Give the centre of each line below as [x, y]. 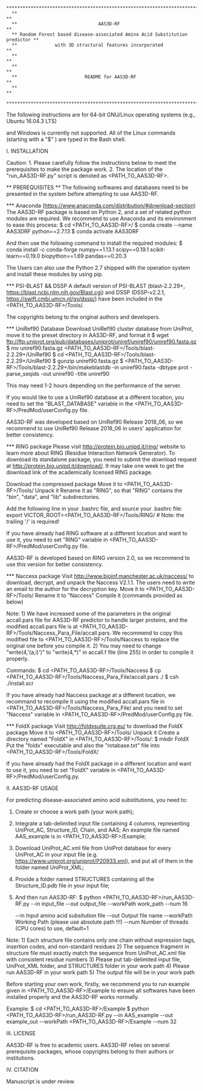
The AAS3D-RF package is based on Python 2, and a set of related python [99, 212]
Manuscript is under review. [41, 1081]
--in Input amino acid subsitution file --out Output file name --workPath [104, 916]
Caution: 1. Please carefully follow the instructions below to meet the [92, 163]
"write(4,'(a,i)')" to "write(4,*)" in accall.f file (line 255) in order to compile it [100, 652]
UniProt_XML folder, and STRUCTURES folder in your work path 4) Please [98, 966]
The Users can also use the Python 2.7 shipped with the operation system [98, 268]
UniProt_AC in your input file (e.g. [56, 854]
